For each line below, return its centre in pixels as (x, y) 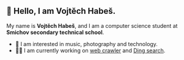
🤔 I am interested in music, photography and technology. (86, 44)
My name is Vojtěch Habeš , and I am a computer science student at (92, 25)
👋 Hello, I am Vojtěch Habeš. (61, 11)
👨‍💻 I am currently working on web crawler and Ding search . (90, 50)
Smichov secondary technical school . (55, 32)
